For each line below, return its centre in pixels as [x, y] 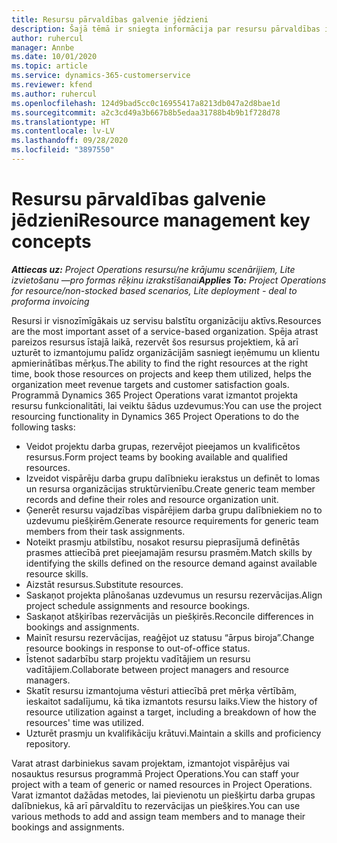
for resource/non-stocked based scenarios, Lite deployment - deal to [154, 290]
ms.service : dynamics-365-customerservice [101, 76]
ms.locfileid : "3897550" [63, 150]
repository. [48, 743]
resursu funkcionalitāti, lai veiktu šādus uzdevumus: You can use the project [167, 405]
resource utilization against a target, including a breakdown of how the [171, 712]
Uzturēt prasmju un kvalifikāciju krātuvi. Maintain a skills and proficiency [173, 733]
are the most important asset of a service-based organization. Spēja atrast [165, 331]
